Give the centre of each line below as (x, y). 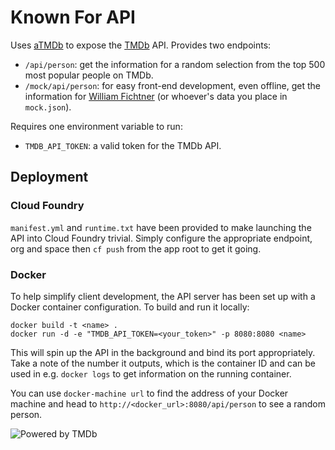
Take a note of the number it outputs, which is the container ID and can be (163, 363)
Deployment (49, 177)
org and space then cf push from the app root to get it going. (136, 248)
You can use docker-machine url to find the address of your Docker (149, 393)
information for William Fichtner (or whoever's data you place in (156, 96)
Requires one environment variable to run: (96, 126)
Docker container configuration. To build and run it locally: (130, 307)
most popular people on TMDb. (89, 75)
